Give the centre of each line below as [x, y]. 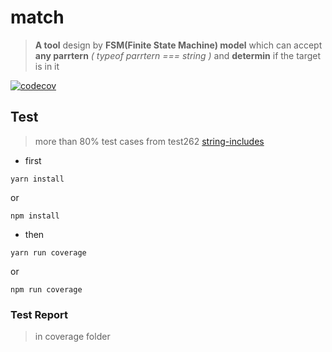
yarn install [37, 179]
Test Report [39, 314]
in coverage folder [72, 337]
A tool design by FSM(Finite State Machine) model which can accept [178, 45]
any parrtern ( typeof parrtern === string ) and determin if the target [178, 55]
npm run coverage [46, 289]
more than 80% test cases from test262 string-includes [149, 141]
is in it [47, 66]
